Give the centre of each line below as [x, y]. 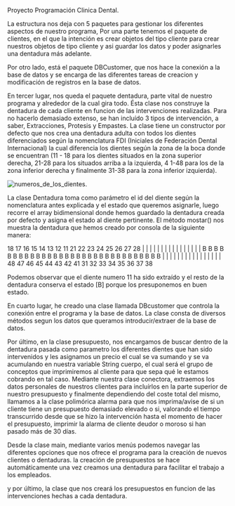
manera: [19, 235]
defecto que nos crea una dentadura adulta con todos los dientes [102, 133]
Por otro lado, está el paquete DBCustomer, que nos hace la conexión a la [114, 67]
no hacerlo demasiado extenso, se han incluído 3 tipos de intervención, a [113, 118]
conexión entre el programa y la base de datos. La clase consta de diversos [116, 313]
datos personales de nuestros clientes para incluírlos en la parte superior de [117, 387]
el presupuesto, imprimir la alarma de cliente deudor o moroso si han [107, 424]
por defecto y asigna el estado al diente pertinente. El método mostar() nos [116, 220]
